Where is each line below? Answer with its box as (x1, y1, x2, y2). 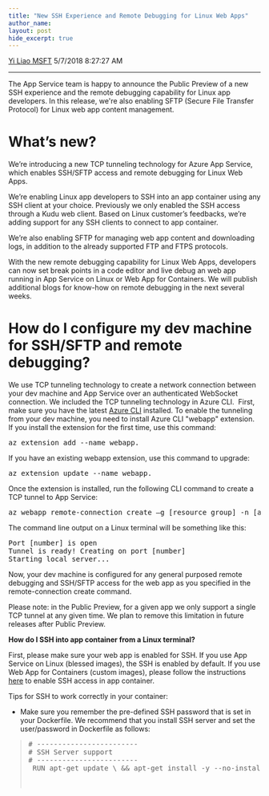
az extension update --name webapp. (8, 469, 152, 478)
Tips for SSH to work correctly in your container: (8, 692, 168, 701)
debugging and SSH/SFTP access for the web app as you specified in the (8, 579, 251, 588)
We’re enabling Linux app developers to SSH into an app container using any (8, 192, 261, 201)
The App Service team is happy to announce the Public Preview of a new (8, 79, 249, 89)
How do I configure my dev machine (8, 319, 252, 338)
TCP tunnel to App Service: (8, 493, 98, 502)
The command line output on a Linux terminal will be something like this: (8, 523, 247, 533)
